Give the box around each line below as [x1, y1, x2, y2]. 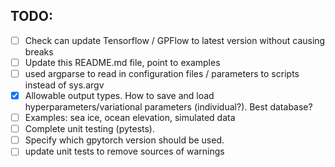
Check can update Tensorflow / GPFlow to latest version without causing [24, 34, 326, 46]
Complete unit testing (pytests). [24, 123, 155, 135]
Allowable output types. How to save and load [24, 90, 215, 101]
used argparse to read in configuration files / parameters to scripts [24, 67, 300, 79]
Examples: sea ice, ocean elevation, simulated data [24, 112, 236, 124]
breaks [24, 45, 54, 58]
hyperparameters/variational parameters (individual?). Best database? [24, 101, 313, 113]
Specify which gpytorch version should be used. [24, 134, 225, 146]
